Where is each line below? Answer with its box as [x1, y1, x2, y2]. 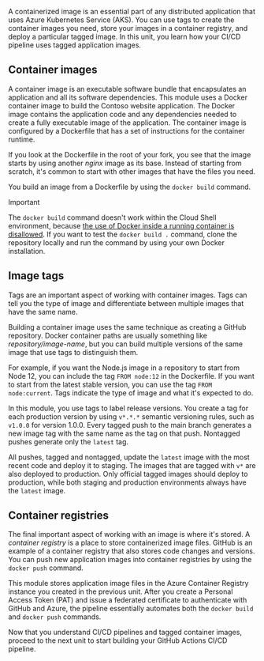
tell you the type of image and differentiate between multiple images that [8, 298, 244, 308]
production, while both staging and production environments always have [8, 478, 247, 487]
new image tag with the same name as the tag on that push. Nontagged [8, 429, 240, 438]
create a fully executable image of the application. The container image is [8, 118, 247, 127]
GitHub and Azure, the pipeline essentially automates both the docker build [8, 604, 254, 614]
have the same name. [8, 307, 78, 316]
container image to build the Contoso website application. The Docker [8, 100, 236, 110]
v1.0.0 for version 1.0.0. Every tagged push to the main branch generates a [8, 420, 252, 429]
